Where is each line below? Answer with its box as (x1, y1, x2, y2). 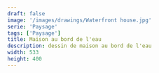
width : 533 (7, 49, 39, 56)
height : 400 (7, 56, 42, 63)
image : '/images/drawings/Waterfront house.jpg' (7, 17, 152, 24)
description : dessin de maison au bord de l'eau (7, 42, 152, 49)
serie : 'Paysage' (7, 23, 58, 30)
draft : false (7, 10, 46, 17)
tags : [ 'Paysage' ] (7, 29, 61, 37)
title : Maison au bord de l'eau (7, 36, 102, 43)
